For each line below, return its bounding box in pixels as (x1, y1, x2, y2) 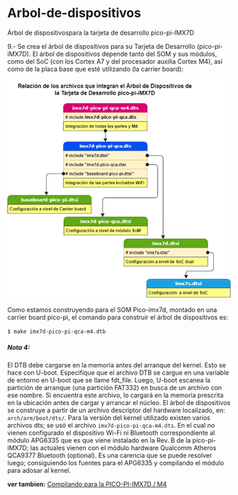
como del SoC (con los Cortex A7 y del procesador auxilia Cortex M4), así (7, 57, 223, 65)
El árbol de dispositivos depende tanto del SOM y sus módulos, (32, 50, 217, 58)
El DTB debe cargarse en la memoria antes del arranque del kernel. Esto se (7, 361, 227, 370)
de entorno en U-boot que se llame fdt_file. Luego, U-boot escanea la (7, 376, 211, 385)
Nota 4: (7, 343, 30, 351)
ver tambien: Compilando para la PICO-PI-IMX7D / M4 (7, 480, 167, 489)
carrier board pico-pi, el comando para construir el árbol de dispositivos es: (7, 313, 229, 322)
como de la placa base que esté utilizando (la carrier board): (7, 64, 184, 73)
